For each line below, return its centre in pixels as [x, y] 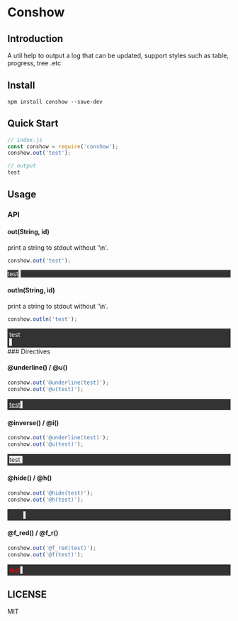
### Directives [29, 351]
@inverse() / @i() [33, 422]
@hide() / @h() [30, 478]
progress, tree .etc [34, 63]
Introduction [35, 39]
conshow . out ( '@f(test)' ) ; [45, 554]
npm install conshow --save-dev [55, 101]
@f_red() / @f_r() [33, 533]
